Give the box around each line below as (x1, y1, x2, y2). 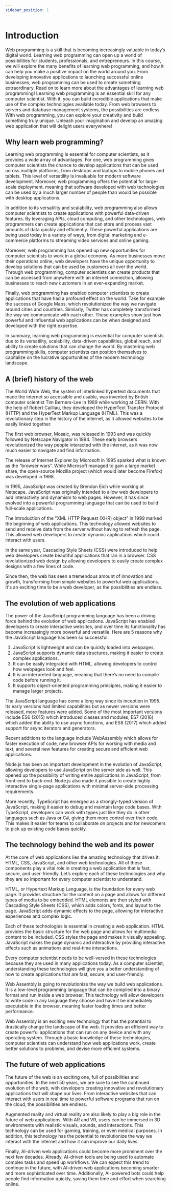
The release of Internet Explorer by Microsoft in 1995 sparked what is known (5, 457, 166, 463)
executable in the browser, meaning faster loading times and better (5, 1003, 146, 1009)
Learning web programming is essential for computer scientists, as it (5, 151, 150, 157)
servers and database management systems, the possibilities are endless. (5, 106, 161, 113)
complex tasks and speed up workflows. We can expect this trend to (5, 1159, 150, 1165)
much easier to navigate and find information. (5, 447, 101, 454)
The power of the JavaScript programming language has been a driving (5, 613, 156, 618)
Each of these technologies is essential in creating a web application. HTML (5, 923, 165, 929)
